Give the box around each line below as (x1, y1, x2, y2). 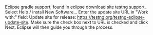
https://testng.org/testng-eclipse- (77, 14, 145, 20)
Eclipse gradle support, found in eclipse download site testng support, (5, 4, 146, 10)
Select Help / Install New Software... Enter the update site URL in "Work (5, 9, 149, 15)
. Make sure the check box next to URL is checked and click (28, 19, 148, 25)
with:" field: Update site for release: (5, 14, 76, 20)
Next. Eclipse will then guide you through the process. (5, 24, 114, 30)
